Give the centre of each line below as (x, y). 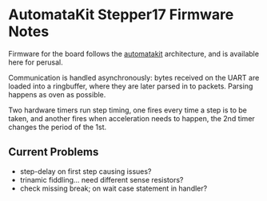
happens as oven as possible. (57, 94)
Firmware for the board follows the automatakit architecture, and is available (134, 53)
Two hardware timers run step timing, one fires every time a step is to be (128, 110)
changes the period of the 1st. (58, 127)
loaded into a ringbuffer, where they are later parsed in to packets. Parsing (131, 86)
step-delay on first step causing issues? (86, 171)
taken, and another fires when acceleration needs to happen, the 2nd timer (132, 118)
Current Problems (54, 152)
